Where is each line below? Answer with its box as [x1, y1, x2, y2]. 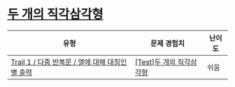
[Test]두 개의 [135, 57, 176, 67]
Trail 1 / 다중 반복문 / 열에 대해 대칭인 [10, 57, 127, 67]
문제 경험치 [150, 38, 185, 48]
